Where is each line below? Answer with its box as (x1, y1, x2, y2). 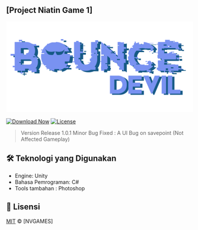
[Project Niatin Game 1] (6, 5, 93, 15)
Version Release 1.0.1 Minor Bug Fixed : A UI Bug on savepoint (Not (20, 129, 184, 136)
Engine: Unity (14, 172, 48, 179)
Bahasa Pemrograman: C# (14, 178, 79, 186)
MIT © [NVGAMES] (6, 218, 53, 225)
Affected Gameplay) (20, 135, 70, 142)
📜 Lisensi (6, 202, 40, 212)
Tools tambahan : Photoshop (14, 184, 85, 192)
